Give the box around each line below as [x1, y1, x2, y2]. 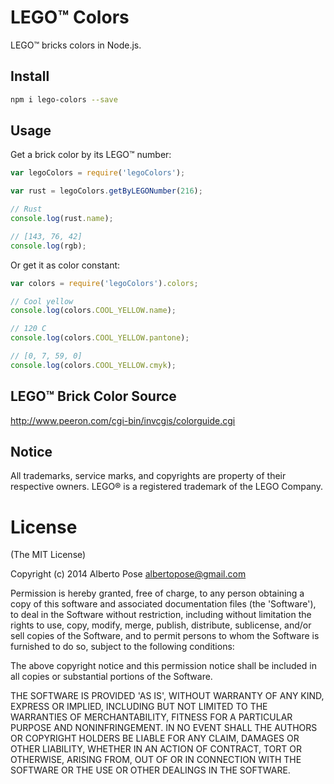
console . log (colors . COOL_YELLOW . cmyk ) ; [10, 360, 177, 370]
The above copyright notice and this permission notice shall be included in [10, 660, 317, 672]
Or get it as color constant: [10, 259, 121, 271]
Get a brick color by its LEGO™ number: [10, 149, 172, 161]
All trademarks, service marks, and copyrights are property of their [10, 470, 287, 482]
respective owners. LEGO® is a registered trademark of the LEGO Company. [10, 481, 324, 493]
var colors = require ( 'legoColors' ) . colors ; [10, 278, 199, 288]
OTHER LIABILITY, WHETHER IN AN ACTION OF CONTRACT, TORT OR [10, 743, 302, 755]
